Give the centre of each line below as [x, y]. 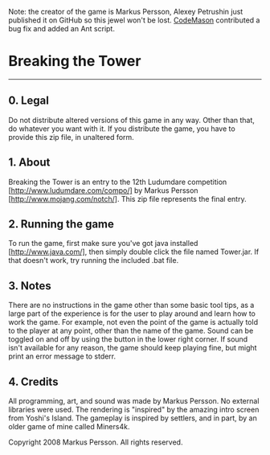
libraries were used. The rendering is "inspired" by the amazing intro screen [134, 410]
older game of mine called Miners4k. [69, 426]
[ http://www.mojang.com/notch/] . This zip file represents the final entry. [127, 199]
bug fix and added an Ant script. [61, 29]
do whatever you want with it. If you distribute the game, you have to [122, 129]
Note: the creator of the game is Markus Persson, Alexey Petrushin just [126, 12]
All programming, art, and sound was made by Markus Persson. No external [134, 401]
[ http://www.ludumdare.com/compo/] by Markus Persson [103, 190]
